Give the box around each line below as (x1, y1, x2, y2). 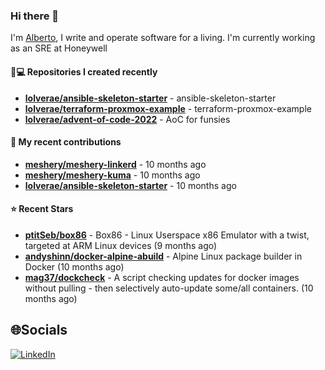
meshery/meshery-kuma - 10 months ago (24, 169, 201, 181)
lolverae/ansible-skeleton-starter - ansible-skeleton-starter (24, 92, 277, 104)
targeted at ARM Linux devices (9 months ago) (24, 239, 218, 251)
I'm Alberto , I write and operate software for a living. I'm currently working (10, 32, 316, 44)
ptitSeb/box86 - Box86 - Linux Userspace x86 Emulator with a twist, (24, 229, 310, 241)
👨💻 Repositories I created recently (10, 65, 158, 78)
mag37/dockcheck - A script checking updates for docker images (24, 271, 300, 283)
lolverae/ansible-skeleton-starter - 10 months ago (24, 179, 237, 191)
